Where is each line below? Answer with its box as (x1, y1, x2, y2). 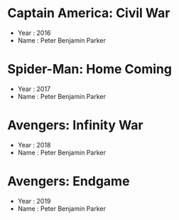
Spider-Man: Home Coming (7, 61, 173, 78)
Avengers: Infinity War (7, 117, 143, 133)
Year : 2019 (17, 197, 51, 205)
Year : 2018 (17, 140, 51, 149)
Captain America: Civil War (7, 5, 170, 21)
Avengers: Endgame (7, 173, 130, 189)
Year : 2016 (17, 28, 51, 37)
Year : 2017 (17, 84, 51, 93)
